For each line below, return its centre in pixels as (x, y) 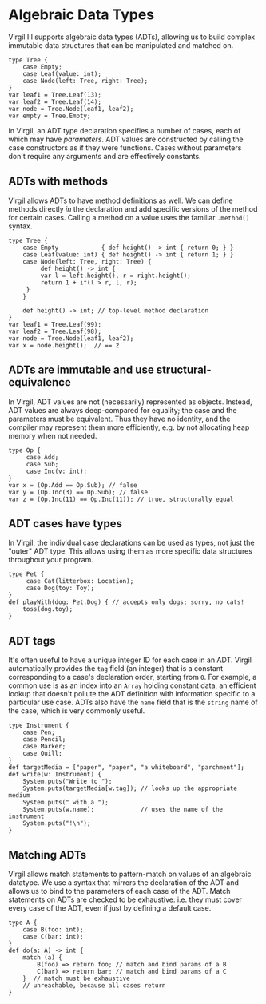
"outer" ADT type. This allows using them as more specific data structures (131, 551)
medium (19, 796)
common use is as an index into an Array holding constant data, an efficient (133, 685)
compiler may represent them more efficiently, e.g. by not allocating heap (129, 427)
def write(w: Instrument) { (55, 775)
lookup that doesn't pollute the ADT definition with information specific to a (132, 694)
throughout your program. (51, 560)
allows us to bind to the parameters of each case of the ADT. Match (119, 891)
